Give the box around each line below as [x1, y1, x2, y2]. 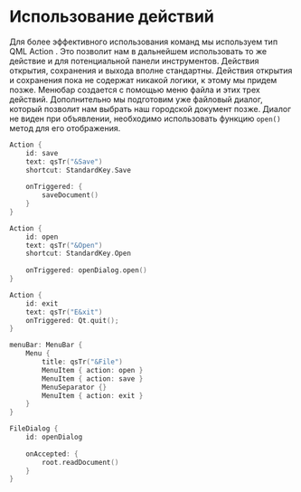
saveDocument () [42, 191, 99, 200]
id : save [25, 148, 59, 157]
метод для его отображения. [9, 122, 121, 133]
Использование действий [9, 6, 214, 27]
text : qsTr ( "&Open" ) [25, 241, 103, 250]
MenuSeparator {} [42, 383, 107, 392]
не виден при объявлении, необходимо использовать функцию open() [9, 113, 282, 124]
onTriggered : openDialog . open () [25, 266, 147, 275]
